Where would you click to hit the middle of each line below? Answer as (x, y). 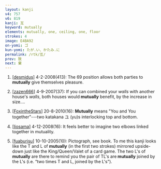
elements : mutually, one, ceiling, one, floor (53, 32)
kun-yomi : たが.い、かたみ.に (33, 50)
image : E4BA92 (19, 41)
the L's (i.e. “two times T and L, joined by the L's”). (62, 162)
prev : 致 (13, 59)
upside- (143, 146)
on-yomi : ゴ (17, 45)
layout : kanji (19, 9)
